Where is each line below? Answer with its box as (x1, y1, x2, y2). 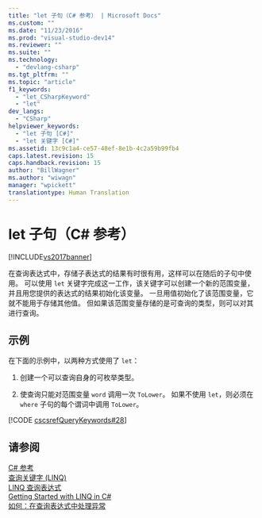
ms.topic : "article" (8, 78, 77, 86)
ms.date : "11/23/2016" (8, 26, 83, 34)
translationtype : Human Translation (8, 188, 129, 197)
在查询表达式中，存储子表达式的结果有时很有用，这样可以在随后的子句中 (8, 268, 245, 278)
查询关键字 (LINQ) (8, 473, 67, 482)
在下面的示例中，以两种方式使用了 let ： (8, 356, 140, 366)
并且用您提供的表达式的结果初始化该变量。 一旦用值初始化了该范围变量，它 (8, 288, 254, 297)
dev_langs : (8, 108, 44, 116)
